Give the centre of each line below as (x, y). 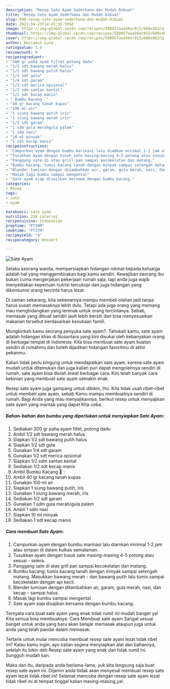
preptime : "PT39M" (25, 226)
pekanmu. (16, 352)
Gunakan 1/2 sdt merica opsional (47, 455)
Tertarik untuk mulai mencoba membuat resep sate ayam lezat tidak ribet (82, 639)
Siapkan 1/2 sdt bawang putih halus (50, 439)
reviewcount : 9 (22, 52)
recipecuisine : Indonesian (34, 221)
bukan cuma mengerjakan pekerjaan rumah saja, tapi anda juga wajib (78, 279)
